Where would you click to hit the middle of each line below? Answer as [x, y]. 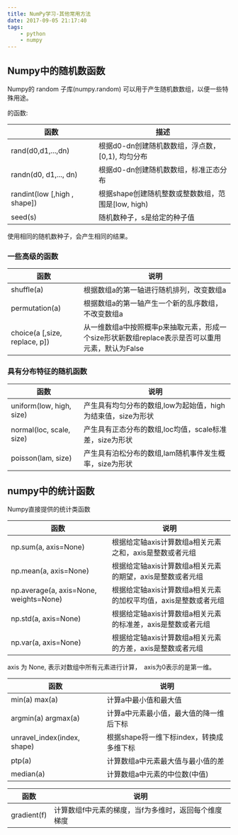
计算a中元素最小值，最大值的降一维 [165, 713]
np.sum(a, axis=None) [48, 547]
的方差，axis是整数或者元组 [158, 648]
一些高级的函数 [33, 256]
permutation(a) [36, 309]
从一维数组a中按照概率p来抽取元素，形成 [152, 328]
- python [33, 34]
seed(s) [24, 217]
